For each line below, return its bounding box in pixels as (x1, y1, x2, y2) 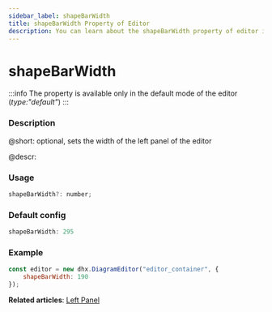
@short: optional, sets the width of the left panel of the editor (8, 135, 212, 146)
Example (8, 246, 44, 258)
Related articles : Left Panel (8, 295, 100, 305)
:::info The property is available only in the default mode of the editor (8, 88, 238, 98)
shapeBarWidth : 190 (23, 273, 89, 281)
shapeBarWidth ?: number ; (8, 190, 92, 199)
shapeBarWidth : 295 (8, 228, 74, 236)
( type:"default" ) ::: (8, 97, 70, 107)
